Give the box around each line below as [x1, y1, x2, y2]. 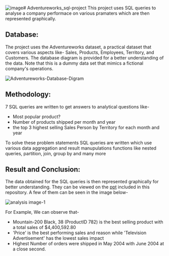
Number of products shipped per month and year [12, 119, 116, 125]
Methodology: [5, 90, 51, 99]
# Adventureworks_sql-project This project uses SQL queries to [23, 5, 156, 11]
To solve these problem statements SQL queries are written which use [5, 139, 152, 146]
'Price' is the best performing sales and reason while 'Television [12, 230, 147, 236]
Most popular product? [12, 113, 61, 120]
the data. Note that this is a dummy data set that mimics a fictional [5, 60, 144, 66]
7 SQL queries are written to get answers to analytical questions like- [5, 103, 150, 109]
